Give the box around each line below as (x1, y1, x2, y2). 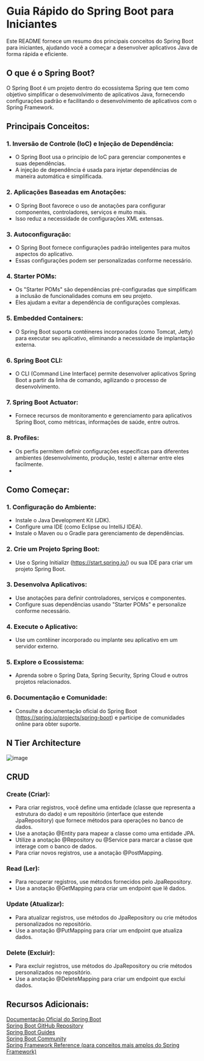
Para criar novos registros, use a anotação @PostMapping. (15, 849, 163, 857)
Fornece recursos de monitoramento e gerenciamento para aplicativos (15, 412, 192, 419)
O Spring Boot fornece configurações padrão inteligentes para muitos (15, 244, 191, 251)
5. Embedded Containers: (6, 314, 83, 322)
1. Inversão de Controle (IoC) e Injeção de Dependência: (6, 140, 174, 148)
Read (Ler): (6, 864, 40, 873)
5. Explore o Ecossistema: (6, 658, 84, 667)
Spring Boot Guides (6, 1028, 55, 1035)
